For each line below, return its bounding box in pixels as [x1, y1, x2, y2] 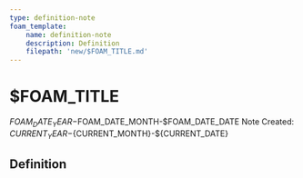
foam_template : [9, 22, 67, 31]
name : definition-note [25, 30, 112, 39]
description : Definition [25, 38, 120, 48]
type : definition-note [9, 13, 96, 23]
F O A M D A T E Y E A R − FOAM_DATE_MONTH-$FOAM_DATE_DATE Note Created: [9, 116, 294, 129]
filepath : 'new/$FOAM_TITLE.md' [25, 47, 148, 56]
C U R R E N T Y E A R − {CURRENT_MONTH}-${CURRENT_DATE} [9, 128, 229, 141]
